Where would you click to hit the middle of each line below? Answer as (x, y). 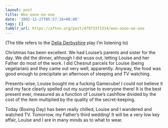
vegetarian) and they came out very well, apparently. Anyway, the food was (83, 69)
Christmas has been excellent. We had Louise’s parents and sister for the (80, 53)
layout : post (19, 10)
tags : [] (14, 24)
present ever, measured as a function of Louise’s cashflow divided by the (81, 94)
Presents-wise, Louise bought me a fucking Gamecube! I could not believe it (84, 84)
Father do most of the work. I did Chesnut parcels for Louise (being (75, 63)
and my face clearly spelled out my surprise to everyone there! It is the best (83, 89)
